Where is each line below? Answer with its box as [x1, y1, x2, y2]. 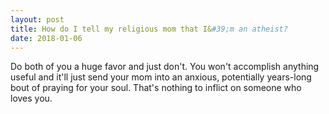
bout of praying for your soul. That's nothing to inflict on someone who [10, 82, 302, 94]
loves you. [10, 92, 53, 105]
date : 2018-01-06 [10, 33, 83, 43]
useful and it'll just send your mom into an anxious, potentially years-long [10, 71, 312, 83]
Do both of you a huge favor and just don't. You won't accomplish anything [10, 61, 320, 73]
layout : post [10, 14, 65, 25]
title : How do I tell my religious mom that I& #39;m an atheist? [10, 24, 288, 34]
